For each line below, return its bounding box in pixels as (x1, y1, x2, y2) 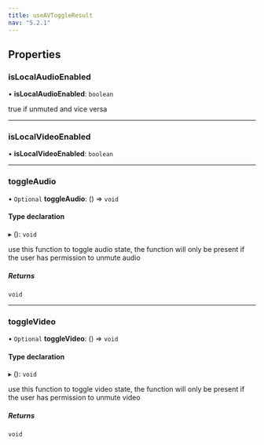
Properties (8, 48, 61, 61)
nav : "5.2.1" (8, 19, 51, 27)
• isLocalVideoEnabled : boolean (8, 149, 114, 159)
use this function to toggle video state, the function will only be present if (8, 385, 245, 394)
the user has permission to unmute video (8, 393, 141, 403)
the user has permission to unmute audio (8, 253, 141, 262)
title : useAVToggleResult (8, 11, 93, 20)
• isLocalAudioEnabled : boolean (8, 89, 114, 99)
